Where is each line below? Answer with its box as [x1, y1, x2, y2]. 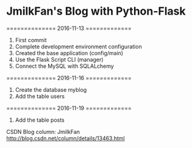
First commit [15, 36, 47, 43]
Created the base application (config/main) [15, 49, 124, 56]
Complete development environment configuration [15, 43, 142, 50]
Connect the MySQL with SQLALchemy [15, 62, 114, 70]
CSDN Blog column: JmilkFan [6, 128, 80, 135]
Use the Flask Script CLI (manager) [15, 56, 104, 63]
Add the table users [15, 92, 65, 100]
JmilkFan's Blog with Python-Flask [6, 4, 186, 18]
